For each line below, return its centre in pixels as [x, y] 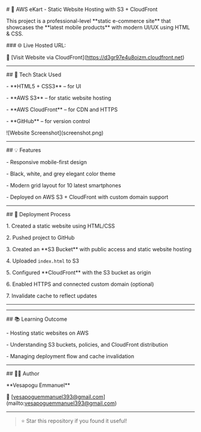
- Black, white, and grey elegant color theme [61, 174]
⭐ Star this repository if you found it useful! [74, 421]
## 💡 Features [24, 150]
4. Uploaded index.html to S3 [43, 261]
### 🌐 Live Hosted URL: [36, 45]
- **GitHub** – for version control [48, 121]
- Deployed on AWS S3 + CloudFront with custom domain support [87, 197]
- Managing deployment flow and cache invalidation [70, 356]
